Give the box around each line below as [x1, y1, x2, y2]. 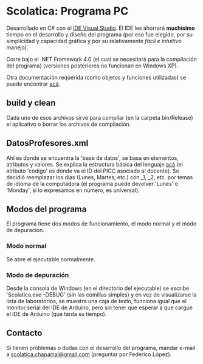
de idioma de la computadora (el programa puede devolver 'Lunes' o [6, 180, 178, 187]
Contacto [6, 328, 43, 338]
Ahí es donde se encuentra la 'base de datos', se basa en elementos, [6, 154, 179, 162]
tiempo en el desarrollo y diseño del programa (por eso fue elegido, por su [6, 30, 193, 38]
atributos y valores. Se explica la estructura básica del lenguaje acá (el [6, 160, 184, 168]
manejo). [6, 44, 29, 51]
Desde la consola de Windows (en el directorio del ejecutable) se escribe [6, 284, 190, 292]
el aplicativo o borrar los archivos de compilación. [6, 120, 131, 128]
